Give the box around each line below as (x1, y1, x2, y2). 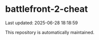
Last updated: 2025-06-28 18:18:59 (5, 20, 78, 26)
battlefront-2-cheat (5, 3, 88, 15)
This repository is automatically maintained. (5, 29, 95, 35)
